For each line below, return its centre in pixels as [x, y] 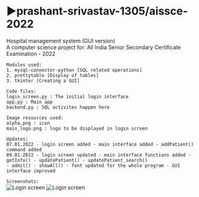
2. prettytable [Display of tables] [52, 75]
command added [24, 150]
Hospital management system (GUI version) [61, 41]
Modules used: [24, 65]
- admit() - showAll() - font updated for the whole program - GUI [93, 165]
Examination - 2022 [31, 53]
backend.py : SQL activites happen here [58, 107]
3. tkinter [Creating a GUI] [43, 81]
